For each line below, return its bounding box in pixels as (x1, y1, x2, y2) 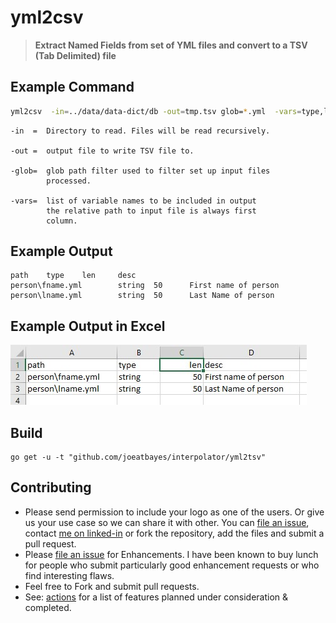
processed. (46, 176, 92, 186)
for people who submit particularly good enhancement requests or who (24, 559, 320, 571)
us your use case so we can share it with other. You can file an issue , (24, 516, 310, 528)
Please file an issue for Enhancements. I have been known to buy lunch (24, 548, 319, 560)
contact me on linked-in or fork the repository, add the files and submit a (24, 527, 325, 539)
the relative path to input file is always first (46, 206, 257, 216)
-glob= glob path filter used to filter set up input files (10, 166, 271, 176)
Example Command (10, 79, 135, 96)
